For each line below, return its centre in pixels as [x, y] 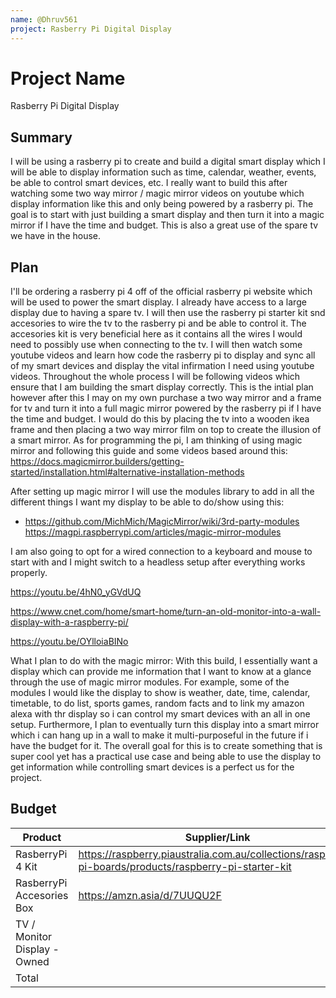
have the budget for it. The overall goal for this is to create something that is [166, 746]
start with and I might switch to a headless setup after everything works [158, 562]
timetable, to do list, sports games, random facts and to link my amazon [157, 703]
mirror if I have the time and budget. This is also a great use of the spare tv [164, 225]
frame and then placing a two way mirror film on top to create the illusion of [166, 430]
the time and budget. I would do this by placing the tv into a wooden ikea [160, 419]
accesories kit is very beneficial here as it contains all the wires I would [156, 334]
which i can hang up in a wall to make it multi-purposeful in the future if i [159, 735]
